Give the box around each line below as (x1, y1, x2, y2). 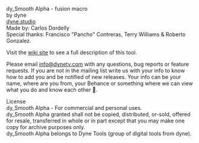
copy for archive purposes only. (6, 124, 86, 130)
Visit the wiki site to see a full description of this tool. (6, 49, 137, 56)
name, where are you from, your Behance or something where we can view (6, 80, 193, 87)
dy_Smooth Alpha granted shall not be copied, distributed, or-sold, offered (6, 111, 191, 118)
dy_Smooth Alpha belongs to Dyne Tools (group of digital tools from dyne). (6, 130, 192, 137)
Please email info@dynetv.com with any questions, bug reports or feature (6, 60, 189, 68)
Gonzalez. (6, 37, 31, 44)
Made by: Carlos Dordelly (6, 24, 69, 31)
